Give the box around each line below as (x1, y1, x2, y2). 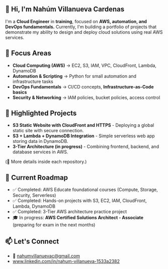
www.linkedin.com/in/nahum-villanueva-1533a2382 (12, 258, 120, 264)
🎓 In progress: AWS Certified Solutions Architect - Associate (12, 215, 144, 221)
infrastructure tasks (12, 78, 54, 84)
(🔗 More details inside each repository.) (5, 159, 87, 165)
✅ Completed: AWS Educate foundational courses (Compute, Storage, (12, 187, 158, 193)
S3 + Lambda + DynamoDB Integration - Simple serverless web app (12, 133, 155, 139)
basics (12, 89, 27, 95)
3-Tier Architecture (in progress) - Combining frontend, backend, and (12, 144, 159, 150)
